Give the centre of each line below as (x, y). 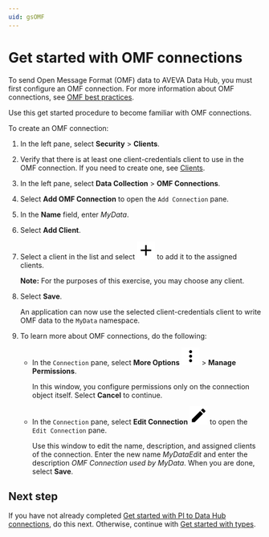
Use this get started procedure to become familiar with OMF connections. (130, 112)
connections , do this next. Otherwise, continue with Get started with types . (132, 524)
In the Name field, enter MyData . (74, 214)
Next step (33, 496)
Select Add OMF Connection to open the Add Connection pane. (124, 199)
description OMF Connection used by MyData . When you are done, (143, 462)
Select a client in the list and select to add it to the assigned (128, 256)
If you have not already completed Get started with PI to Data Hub (117, 516)
